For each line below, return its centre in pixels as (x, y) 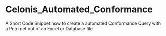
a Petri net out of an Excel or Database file (49, 28)
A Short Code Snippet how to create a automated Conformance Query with (83, 23)
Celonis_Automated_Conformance (79, 9)
